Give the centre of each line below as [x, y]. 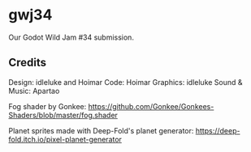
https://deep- [218, 130]
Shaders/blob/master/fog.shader [63, 115]
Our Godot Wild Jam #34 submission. [71, 37]
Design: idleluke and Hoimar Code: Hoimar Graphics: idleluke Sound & [125, 82]
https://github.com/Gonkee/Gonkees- [151, 106]
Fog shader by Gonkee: [48, 106]
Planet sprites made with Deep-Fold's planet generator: [101, 130]
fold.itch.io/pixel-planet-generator [65, 139]
